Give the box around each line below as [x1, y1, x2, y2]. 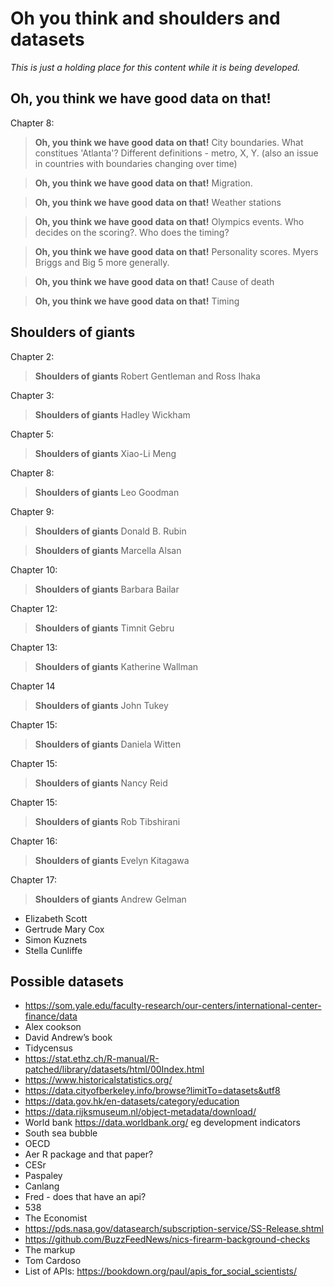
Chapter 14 [10, 680, 56, 692]
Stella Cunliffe [24, 944, 83, 956]
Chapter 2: [10, 350, 55, 362]
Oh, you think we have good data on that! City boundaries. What [34, 136, 304, 148]
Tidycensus [24, 1042, 73, 1054]
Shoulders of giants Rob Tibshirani [34, 815, 181, 827]
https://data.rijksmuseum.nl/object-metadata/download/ [24, 1106, 257, 1118]
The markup [24, 1244, 76, 1256]
